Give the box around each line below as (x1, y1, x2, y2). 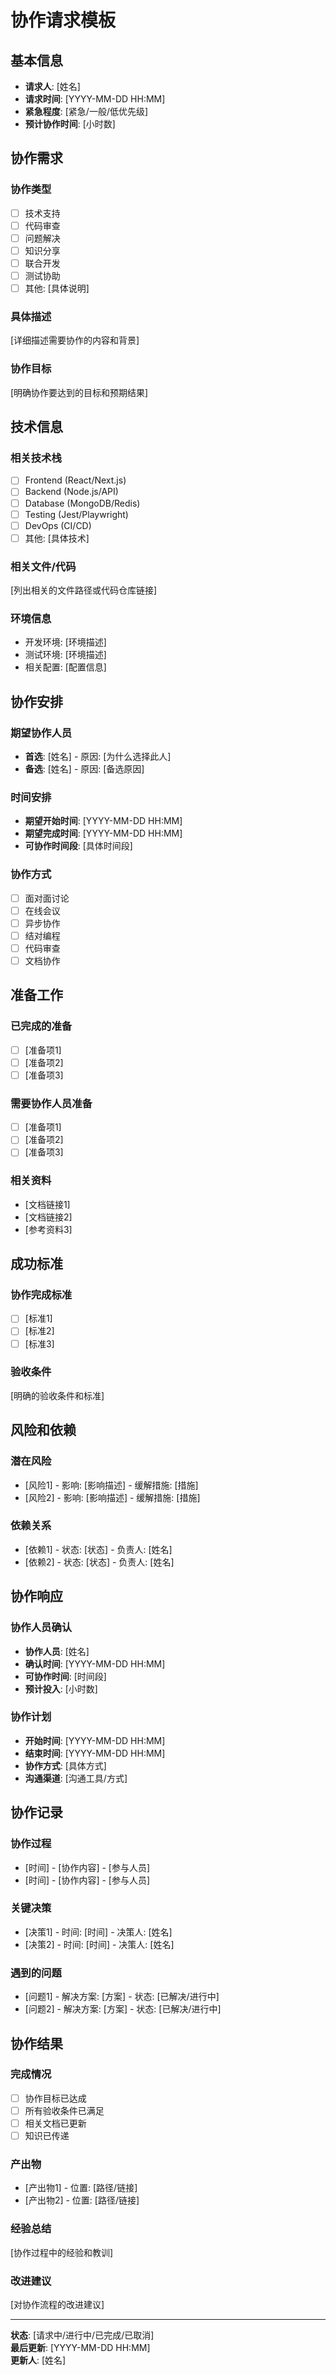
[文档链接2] (24, 1211, 73, 1223)
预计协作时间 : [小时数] (24, 118, 116, 130)
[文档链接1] (24, 1198, 71, 1210)
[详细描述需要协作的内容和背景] (10, 334, 140, 346)
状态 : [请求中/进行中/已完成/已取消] (10, 2329, 155, 2341)
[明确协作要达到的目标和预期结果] (10, 386, 149, 398)
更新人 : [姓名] (10, 2354, 67, 2366)
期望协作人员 (10, 726, 73, 740)
